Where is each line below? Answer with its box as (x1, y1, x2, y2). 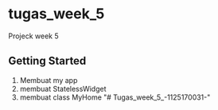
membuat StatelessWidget (19, 84, 107, 93)
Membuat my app (19, 75, 78, 84)
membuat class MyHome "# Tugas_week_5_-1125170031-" (19, 92, 211, 102)
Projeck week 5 (8, 31, 60, 41)
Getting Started (8, 54, 87, 68)
